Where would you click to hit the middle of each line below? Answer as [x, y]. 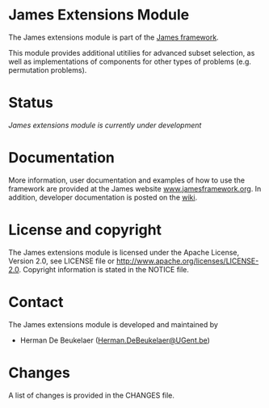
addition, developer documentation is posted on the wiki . [103, 197]
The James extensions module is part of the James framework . [114, 37]
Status [31, 103]
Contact [36, 302]
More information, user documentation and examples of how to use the [126, 180]
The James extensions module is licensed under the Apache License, [124, 252]
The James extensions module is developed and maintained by [113, 324]
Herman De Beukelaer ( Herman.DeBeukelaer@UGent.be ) [115, 340]
